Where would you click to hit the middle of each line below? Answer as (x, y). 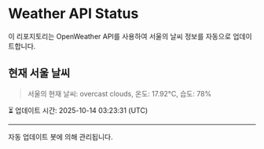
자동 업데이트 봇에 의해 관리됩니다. (60, 136)
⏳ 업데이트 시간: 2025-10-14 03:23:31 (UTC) (78, 110)
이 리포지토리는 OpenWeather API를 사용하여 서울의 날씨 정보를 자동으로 (120, 36)
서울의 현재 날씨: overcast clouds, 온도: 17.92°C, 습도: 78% (119, 93)
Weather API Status (73, 14)
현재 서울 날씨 (39, 73)
